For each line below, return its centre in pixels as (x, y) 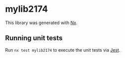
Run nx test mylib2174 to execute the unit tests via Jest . (63, 50)
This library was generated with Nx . (41, 23)
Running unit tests (34, 38)
